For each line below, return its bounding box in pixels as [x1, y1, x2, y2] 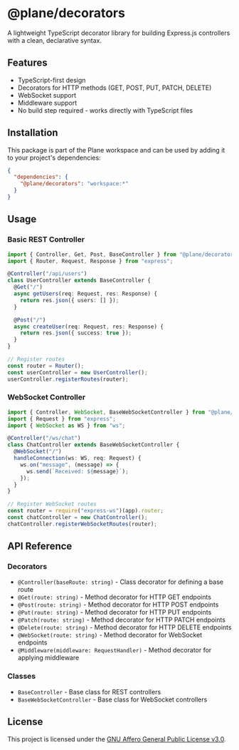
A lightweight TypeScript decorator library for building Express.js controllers [7, 29, 230, 37]
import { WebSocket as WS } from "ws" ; [7, 422, 126, 429]
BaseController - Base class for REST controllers [17, 687, 161, 696]
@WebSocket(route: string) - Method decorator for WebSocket [17, 631, 203, 639]
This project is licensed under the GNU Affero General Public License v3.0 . [7, 734, 226, 743]
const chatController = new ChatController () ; [7, 514, 148, 521]
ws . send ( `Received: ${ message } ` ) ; [26, 468, 129, 475]
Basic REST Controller [7, 235, 85, 245]
